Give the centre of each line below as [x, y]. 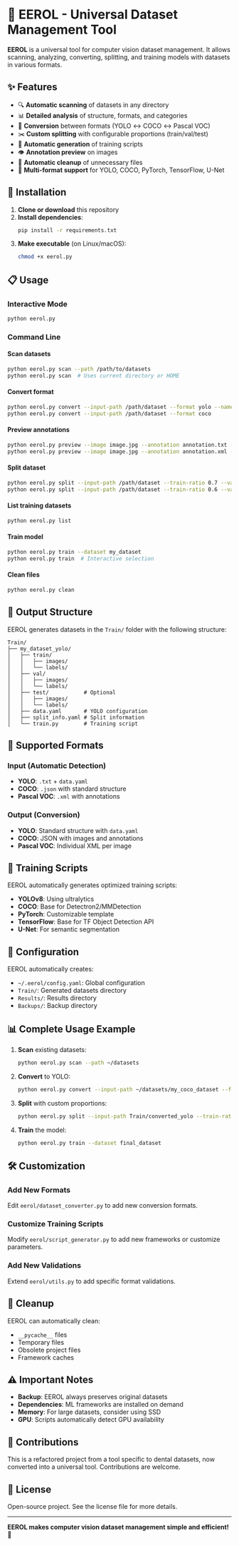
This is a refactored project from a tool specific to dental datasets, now [111, 1460]
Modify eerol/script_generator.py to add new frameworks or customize [114, 1239]
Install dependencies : [50, 217]
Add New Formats [39, 1190]
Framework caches [46, 1357]
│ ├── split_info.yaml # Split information [76, 717]
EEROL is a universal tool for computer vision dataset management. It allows [119, 49]
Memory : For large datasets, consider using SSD [89, 1412]
